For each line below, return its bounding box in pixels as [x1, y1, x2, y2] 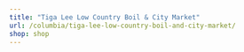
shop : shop [9, 29, 50, 38]
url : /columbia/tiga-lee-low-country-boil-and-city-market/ [9, 21, 237, 30]
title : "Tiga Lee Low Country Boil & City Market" [9, 12, 201, 22]
